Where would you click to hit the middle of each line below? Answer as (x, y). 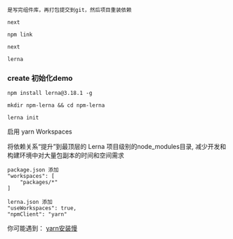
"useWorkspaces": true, (42, 208)
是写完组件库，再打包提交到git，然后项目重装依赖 (69, 10)
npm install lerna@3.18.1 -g (50, 93)
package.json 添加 (33, 170)
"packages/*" (39, 182)
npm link (20, 34)
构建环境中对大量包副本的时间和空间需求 (66, 155)
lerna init (23, 118)
